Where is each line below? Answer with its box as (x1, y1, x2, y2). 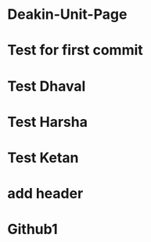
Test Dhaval (7, 77, 86, 95)
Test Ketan (7, 149, 79, 166)
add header (7, 185, 84, 203)
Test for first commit (7, 42, 144, 60)
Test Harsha (7, 113, 88, 131)
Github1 (7, 221, 58, 238)
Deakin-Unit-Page (7, 5, 128, 23)
